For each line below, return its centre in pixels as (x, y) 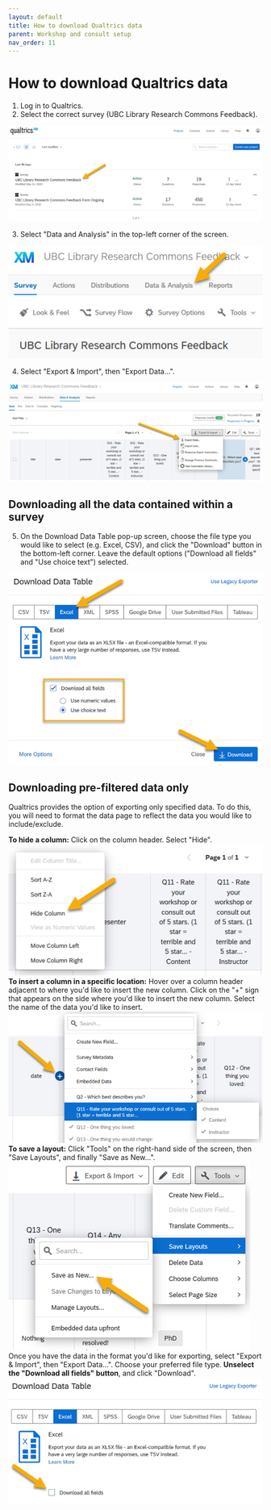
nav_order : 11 (32, 43)
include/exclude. (36, 824)
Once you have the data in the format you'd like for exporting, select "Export (135, 1356)
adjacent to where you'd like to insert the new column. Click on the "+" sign (134, 990)
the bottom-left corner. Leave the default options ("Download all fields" (138, 553)
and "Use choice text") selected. (74, 562)
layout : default (35, 17)
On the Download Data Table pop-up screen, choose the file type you (135, 536)
